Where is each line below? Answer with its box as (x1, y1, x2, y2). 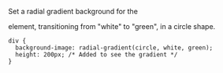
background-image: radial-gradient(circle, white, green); (15, 44, 214, 52)
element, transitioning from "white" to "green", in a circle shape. (8, 22, 216, 31)
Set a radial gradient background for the (8, 7, 138, 16)
